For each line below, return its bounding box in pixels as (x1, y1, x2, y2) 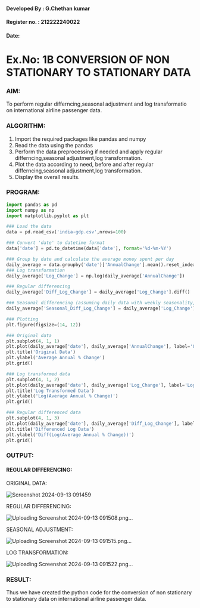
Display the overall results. (14, 173, 80, 180)
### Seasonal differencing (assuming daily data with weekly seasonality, (6, 300, 196, 306)
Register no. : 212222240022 (6, 18, 80, 26)
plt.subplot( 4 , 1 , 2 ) (6, 376, 60, 382)
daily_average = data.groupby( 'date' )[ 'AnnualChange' (6, 261, 143, 268)
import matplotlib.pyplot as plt (6, 212, 89, 219)
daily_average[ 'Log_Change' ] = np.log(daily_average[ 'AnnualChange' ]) (6, 273, 185, 279)
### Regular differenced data (6, 409, 82, 416)
